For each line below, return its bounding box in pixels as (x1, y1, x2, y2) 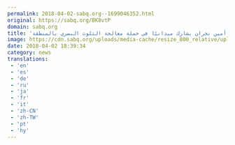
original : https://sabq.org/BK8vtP (7, 17, 111, 24)
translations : (7, 56, 49, 63)
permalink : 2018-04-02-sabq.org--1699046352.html (7, 10, 155, 17)
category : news (7, 49, 52, 56)
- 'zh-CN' (10, 107, 39, 114)
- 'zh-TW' (10, 114, 39, 121)
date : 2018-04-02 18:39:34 (7, 43, 86, 49)
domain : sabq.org (7, 23, 58, 30)
